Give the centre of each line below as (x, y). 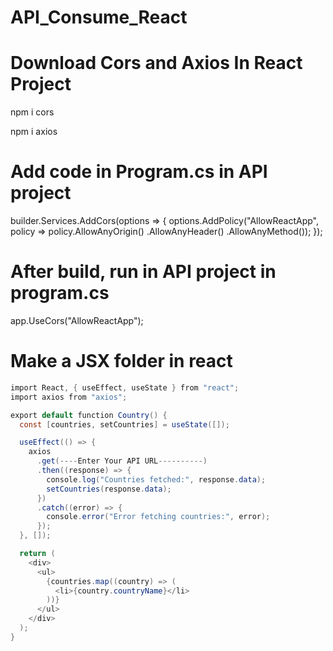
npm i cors (32, 112)
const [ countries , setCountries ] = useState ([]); (124, 424)
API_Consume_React (99, 17)
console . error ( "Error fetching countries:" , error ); (158, 517)
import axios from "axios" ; (69, 397)
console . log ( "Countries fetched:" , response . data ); (156, 479)
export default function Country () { (89, 415)
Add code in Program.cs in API (139, 172)
